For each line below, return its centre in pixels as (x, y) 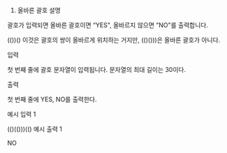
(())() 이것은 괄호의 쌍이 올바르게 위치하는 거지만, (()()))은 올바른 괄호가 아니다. (114, 40)
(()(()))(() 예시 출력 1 (35, 129)
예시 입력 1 (22, 114)
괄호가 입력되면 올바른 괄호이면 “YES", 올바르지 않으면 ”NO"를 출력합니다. (108, 25)
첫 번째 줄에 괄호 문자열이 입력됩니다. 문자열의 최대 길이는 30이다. (97, 70)
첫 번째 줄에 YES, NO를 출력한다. (52, 99)
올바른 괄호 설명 (39, 10)
